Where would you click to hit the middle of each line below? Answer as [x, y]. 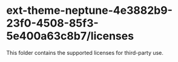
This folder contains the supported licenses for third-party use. [85, 52]
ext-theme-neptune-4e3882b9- [89, 11]
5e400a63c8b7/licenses [70, 36]
